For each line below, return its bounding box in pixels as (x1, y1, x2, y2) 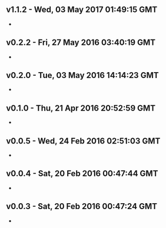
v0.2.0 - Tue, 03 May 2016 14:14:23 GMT (6, 70, 159, 80)
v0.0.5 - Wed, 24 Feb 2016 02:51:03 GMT (6, 136, 161, 146)
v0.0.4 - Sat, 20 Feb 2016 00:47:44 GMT (6, 168, 158, 179)
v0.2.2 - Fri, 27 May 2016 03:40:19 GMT (6, 38, 156, 48)
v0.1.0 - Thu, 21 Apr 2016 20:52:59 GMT (6, 103, 156, 113)
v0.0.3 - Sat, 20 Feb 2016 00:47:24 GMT (6, 201, 158, 211)
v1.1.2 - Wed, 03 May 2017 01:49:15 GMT (6, 5, 158, 15)
